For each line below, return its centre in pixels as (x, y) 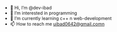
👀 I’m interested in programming (44, 13)
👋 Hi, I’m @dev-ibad (31, 8)
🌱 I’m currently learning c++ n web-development (61, 18)
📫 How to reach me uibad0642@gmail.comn (57, 24)
